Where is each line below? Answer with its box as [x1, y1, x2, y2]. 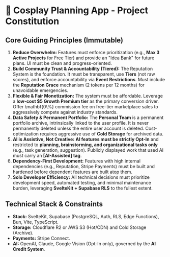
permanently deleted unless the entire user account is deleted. [12, 125, 144, 131]
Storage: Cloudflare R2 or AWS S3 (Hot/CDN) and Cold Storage [12, 224, 147, 230]
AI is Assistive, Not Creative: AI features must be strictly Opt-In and [12, 136, 159, 142]
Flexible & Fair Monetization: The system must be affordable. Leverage [12, 93, 163, 99]
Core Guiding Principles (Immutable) [5, 36, 124, 44]
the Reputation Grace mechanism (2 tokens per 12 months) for [12, 82, 145, 88]
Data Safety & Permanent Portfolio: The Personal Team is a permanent [12, 114, 164, 121]
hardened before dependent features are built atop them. [12, 169, 133, 175]
